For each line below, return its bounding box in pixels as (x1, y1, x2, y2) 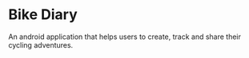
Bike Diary (8, 6, 78, 24)
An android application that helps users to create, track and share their (8, 32, 242, 41)
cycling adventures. (8, 40, 74, 49)
